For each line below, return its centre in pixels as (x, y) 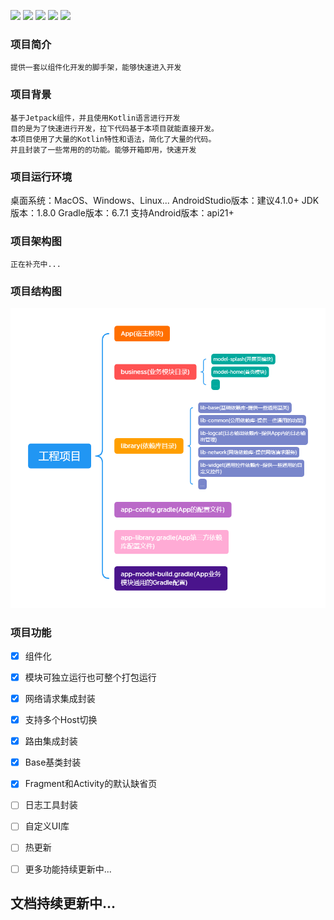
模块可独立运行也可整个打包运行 (90, 677)
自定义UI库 (47, 826)
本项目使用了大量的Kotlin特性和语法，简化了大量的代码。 (113, 139)
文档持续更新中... (63, 903)
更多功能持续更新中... (68, 869)
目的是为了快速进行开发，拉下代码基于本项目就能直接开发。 (114, 128)
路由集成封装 (51, 741)
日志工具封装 (51, 805)
